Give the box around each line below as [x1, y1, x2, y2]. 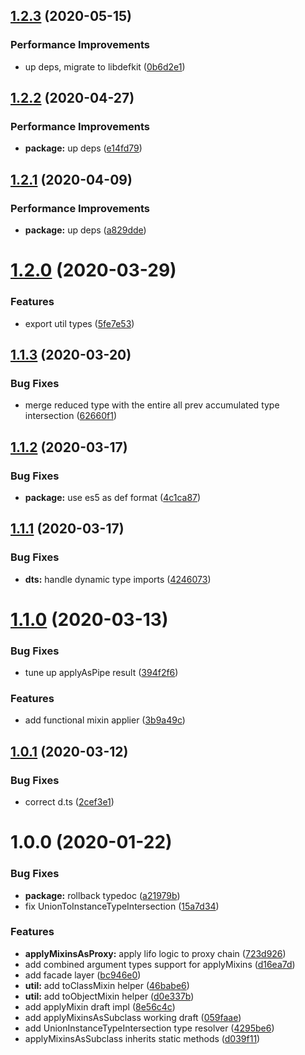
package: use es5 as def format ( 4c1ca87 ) [24, 491, 202, 503]
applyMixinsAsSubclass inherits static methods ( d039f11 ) [24, 1032, 261, 1044]
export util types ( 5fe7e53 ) [24, 317, 135, 329]
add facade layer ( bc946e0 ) [24, 969, 142, 981]
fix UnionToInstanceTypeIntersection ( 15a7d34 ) [24, 900, 220, 912]
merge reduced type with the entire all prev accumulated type [24, 399, 280, 411]
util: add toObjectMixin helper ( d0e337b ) [24, 990, 195, 1002]
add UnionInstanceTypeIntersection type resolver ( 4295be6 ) [24, 1022, 275, 1034]
